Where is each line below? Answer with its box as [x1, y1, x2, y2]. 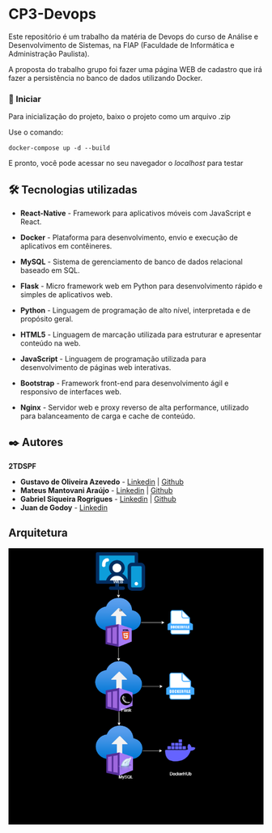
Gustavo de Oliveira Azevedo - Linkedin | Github [19, 477, 184, 487]
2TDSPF [8, 461, 36, 470]
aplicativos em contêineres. [19, 241, 113, 251]
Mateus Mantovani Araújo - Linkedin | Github [19, 485, 173, 495]
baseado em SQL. [19, 266, 80, 275]
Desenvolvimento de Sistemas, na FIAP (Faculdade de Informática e [8, 40, 235, 49]
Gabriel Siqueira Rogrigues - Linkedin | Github [19, 494, 176, 504]
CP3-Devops [8, 5, 97, 23]
